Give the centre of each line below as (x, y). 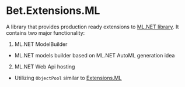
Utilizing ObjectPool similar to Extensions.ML (68, 78)
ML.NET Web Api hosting (45, 66)
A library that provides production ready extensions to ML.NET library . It (92, 27)
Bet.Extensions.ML (53, 11)
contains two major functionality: (46, 32)
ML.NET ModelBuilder (41, 44)
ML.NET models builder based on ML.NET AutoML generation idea (95, 55)
